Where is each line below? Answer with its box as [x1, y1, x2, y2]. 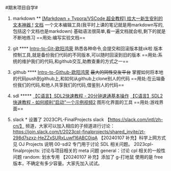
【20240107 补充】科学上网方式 [99, 135, 166, 141]
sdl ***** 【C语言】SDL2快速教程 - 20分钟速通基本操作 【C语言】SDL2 [12, 93, 163, 99]
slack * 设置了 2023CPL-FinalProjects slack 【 [12, 117, 110, 122]
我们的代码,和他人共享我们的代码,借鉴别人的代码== [17, 82, 125, 88]
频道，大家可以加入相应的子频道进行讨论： [25, 123, 115, 129]
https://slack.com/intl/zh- [109, 117, 163, 122]
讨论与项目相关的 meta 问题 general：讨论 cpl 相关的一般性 [41, 147, 166, 154]
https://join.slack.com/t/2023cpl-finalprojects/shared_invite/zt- [12, 129, 145, 135]
